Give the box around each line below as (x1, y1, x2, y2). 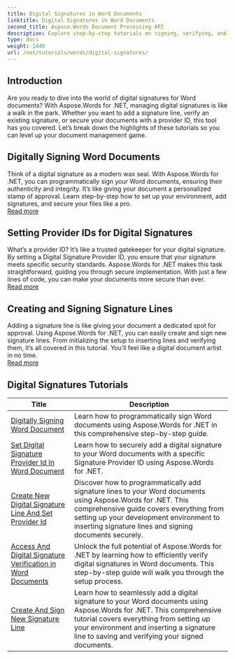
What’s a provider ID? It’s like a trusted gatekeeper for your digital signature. (7, 245, 226, 254)
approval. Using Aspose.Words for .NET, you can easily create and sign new (7, 329, 227, 338)
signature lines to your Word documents (73, 486, 206, 496)
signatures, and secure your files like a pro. (7, 199, 131, 208)
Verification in (10, 558, 57, 568)
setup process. (73, 576, 124, 586)
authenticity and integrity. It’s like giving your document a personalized (7, 184, 211, 193)
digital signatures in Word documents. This (73, 558, 215, 568)
